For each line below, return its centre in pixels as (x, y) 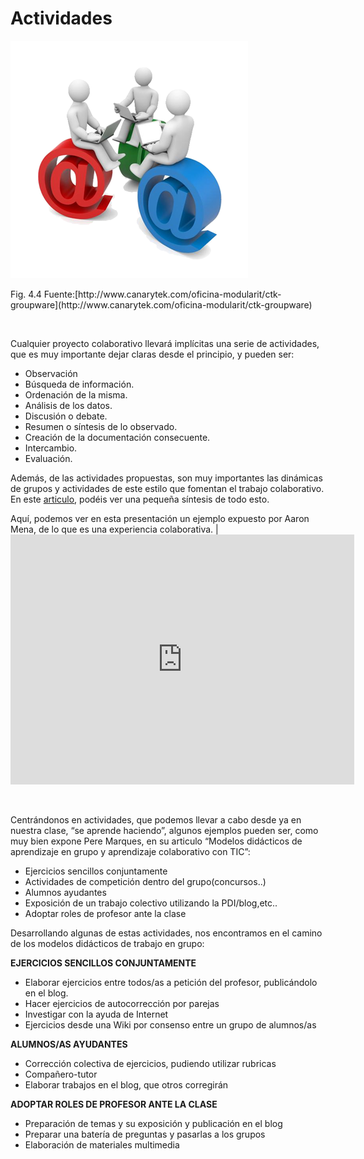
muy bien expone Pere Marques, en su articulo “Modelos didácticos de (156, 841)
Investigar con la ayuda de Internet (96, 1014)
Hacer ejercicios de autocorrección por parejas (122, 1003)
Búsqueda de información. (79, 384)
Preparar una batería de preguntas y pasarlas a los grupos (145, 1134)
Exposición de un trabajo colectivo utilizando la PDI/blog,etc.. (151, 903)
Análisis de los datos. (68, 405)
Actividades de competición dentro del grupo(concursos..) (145, 881)
